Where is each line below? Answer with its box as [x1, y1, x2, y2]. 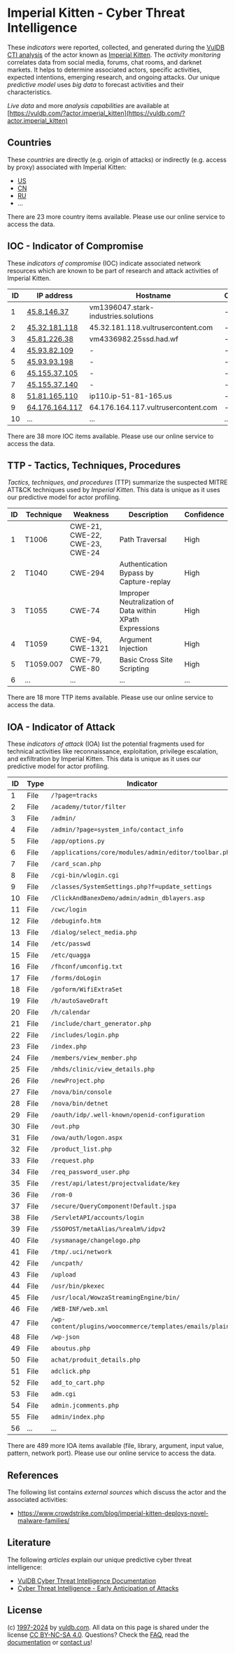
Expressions [119, 624, 159, 633]
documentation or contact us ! [7, 1638, 93, 1646]
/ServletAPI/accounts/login [50, 1213, 145, 1222]
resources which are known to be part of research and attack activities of [7, 266, 219, 275]
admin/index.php [50, 1413, 105, 1421]
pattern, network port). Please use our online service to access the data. [7, 1449, 216, 1458]
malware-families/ [17, 1517, 70, 1524]
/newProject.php [50, 1076, 105, 1085]
